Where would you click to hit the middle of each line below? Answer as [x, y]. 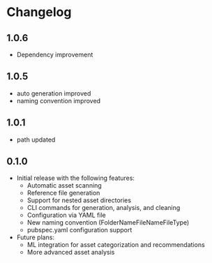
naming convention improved [59, 100]
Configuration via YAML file [66, 215]
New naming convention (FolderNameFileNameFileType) [108, 223]
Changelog [39, 12]
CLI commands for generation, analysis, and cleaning [104, 208]
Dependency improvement [55, 54]
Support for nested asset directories [79, 200]
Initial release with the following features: [76, 178]
